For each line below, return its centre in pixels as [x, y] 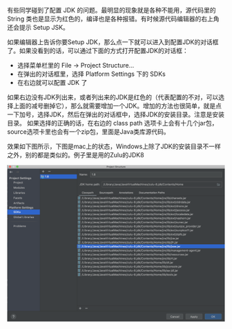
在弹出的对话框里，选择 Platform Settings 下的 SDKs [91, 74]
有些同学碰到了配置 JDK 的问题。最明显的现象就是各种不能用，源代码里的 [112, 10]
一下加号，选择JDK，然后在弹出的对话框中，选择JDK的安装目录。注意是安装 [116, 114]
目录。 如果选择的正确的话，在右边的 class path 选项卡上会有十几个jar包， [113, 123]
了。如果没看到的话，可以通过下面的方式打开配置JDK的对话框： [98, 51]
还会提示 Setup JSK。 [38, 27]
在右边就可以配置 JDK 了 [52, 82]
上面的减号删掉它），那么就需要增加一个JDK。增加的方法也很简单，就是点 [117, 106]
